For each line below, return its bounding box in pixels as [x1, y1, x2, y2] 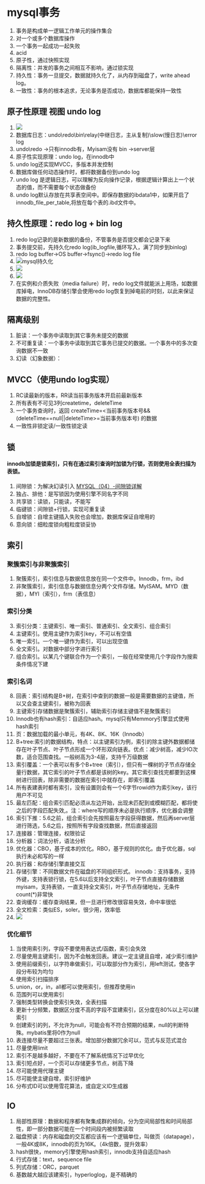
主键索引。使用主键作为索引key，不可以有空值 [15, 630, 132, 637]
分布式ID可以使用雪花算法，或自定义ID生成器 [15, 1083, 129, 1090]
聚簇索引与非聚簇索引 [7, 560, 70, 569]
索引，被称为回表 [48, 700, 91, 707]
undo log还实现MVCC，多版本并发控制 [15, 160, 113, 168]
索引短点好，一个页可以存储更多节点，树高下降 [15, 1059, 134, 1067]
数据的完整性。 [15, 294, 54, 302]
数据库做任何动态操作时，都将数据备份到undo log [15, 168, 140, 175]
